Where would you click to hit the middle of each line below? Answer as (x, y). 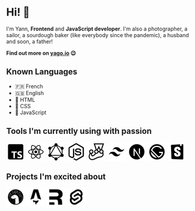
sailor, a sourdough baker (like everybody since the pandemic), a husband (98, 35)
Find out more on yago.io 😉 (41, 53)
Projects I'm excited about (56, 177)
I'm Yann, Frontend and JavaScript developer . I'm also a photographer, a (97, 29)
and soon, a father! (30, 41)
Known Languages (42, 72)
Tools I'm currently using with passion (79, 131)
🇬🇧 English (29, 93)
